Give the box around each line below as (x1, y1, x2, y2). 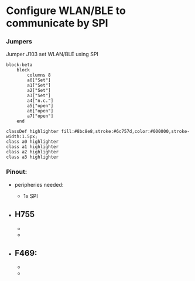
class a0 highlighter (6, 139, 59, 145)
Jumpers (6, 37, 32, 46)
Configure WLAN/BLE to (6, 4, 126, 18)
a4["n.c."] (27, 98, 54, 104)
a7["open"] (27, 113, 54, 119)
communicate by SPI (6, 16, 108, 30)
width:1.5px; (6, 133, 38, 140)
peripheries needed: (14, 181, 64, 188)
